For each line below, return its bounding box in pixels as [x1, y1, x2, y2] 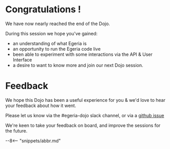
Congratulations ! [5, 4, 81, 15]
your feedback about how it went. [5, 102, 76, 109]
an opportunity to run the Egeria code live [12, 46, 101, 52]
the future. [5, 127, 28, 134]
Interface [12, 56, 32, 62]
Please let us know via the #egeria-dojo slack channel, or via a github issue [5, 112, 164, 118]
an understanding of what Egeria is [12, 40, 87, 47]
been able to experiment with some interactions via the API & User [12, 51, 153, 57]
